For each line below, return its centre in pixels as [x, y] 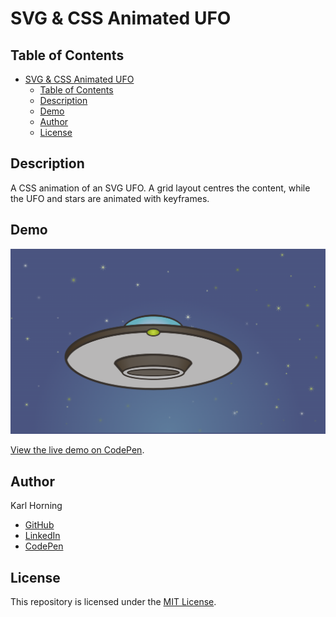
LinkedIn [42, 536]
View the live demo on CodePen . [77, 450]
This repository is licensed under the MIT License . [113, 602]
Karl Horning [36, 506]
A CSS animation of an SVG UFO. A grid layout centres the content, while [160, 188]
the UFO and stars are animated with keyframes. [110, 198]
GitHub [39, 525]
